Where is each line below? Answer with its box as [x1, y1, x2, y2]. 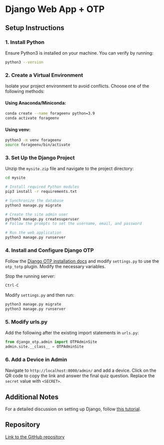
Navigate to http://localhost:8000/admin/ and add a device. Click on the [5, 368, 156, 374]
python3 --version [5, 59, 43, 65]
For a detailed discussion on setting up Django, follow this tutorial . [5, 406, 141, 412]
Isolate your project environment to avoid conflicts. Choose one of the [5, 83, 149, 89]
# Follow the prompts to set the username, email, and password [5, 221, 142, 227]
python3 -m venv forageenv [5, 138, 61, 143]
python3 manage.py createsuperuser [5, 216, 79, 221]
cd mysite [5, 175, 26, 180]
